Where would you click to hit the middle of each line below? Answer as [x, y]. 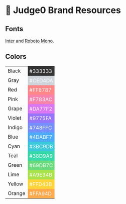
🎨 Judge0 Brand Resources [63, 10]
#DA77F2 [41, 109]
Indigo [15, 127]
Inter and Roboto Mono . [30, 41]
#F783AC [41, 99]
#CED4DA [41, 80]
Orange [17, 193]
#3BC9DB [41, 146]
